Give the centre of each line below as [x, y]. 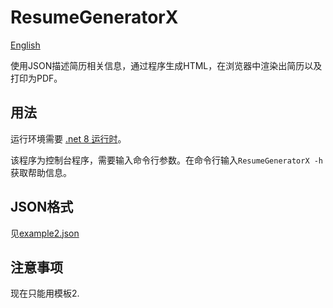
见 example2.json [45, 233]
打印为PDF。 [36, 78]
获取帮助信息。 [41, 172]
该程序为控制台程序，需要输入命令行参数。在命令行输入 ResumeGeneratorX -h [167, 160]
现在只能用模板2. [45, 293]
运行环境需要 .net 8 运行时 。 [68, 138]
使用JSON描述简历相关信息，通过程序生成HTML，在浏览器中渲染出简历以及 [166, 65]
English [25, 45]
